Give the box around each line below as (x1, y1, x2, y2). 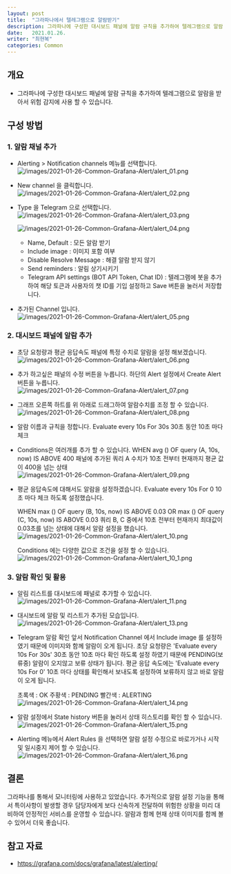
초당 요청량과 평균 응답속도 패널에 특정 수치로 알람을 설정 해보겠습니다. (17, 347, 207, 356)
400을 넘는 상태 (24, 463, 68, 471)
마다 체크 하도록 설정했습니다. (24, 494, 104, 502)
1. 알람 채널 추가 (7, 142, 57, 152)
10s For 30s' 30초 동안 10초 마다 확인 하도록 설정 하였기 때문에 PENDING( (17, 651, 218, 659)
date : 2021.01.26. (7, 29, 67, 37)
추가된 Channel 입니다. (17, 305, 80, 313)
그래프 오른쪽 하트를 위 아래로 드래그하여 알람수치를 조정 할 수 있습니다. (17, 400, 209, 409)
